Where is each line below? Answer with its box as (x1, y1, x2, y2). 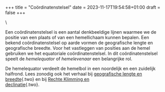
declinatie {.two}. (5, 81, 40, 87)
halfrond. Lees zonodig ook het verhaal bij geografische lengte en (5, 71, 142, 77)
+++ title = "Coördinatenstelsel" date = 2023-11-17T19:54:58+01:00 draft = (5, 5, 160, 10)
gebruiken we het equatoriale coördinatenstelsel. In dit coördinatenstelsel (5, 50, 158, 56)
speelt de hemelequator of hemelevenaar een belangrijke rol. (5, 56, 133, 62)
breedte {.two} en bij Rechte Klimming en (5, 76, 90, 82)
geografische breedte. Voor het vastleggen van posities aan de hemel (5, 45, 150, 51)
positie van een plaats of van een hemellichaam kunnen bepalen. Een (5, 35, 149, 40)
